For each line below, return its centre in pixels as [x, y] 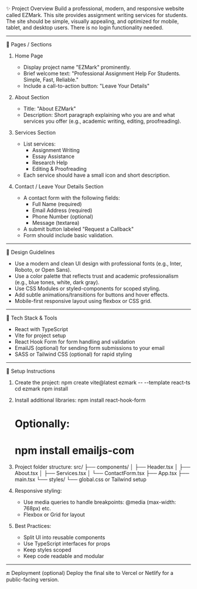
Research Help [50, 163]
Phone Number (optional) [63, 216]
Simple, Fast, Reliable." [51, 80]
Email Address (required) [62, 210]
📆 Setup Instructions [31, 371]
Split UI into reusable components [64, 537]
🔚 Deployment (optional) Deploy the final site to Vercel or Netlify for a [90, 573]
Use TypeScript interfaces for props [67, 544]
